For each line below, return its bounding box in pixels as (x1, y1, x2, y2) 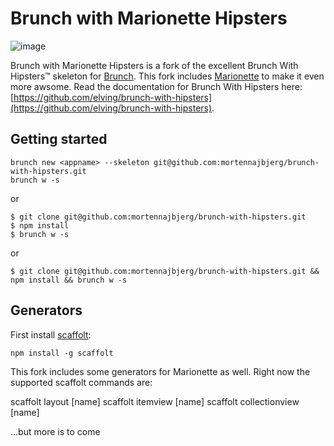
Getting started (10, 131, 108, 148)
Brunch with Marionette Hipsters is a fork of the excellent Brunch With (10, 59, 299, 71)
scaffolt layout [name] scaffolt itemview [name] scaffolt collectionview (10, 395, 300, 407)
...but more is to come (10, 425, 101, 437)
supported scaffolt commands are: (10, 376, 153, 388)
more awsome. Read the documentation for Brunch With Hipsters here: (10, 80, 303, 92)
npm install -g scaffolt (10, 348, 114, 358)
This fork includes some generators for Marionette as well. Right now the (10, 365, 311, 377)
